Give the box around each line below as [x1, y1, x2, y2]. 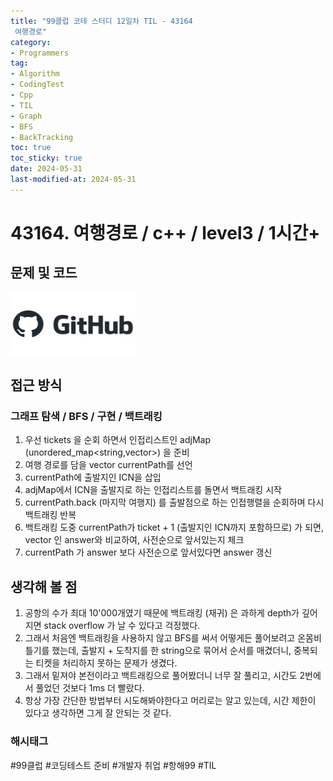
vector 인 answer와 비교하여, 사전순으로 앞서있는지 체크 [24, 534, 245, 546]
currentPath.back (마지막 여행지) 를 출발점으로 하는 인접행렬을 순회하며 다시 [24, 496, 325, 509]
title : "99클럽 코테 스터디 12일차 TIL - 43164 [10, 16, 193, 26]
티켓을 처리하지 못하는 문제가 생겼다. [35, 657, 178, 669]
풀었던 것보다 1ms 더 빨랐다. [35, 682, 145, 694]
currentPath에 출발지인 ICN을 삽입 [24, 471, 162, 484]
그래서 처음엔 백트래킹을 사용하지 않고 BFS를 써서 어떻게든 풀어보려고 [24, 632, 296, 644]
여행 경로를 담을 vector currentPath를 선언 [24, 459, 193, 471]
